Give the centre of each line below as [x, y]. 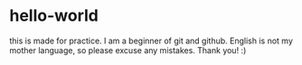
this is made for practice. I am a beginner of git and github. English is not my [151, 41]
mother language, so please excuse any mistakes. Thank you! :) [128, 50]
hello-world [54, 16]
